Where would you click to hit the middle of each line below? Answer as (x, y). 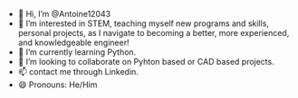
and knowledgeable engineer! (73, 42)
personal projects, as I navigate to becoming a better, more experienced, (154, 33)
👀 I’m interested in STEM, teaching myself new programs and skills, (144, 23)
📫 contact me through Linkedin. (78, 71)
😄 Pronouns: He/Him (58, 85)
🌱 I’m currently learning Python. (77, 52)
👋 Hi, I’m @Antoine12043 (64, 14)
